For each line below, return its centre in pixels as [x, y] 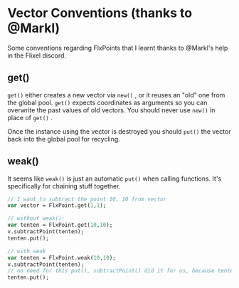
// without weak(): [36, 218]
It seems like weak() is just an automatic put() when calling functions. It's [115, 178]
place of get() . [30, 117]
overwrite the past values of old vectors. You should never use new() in [111, 110]
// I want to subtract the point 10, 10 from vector [87, 199]
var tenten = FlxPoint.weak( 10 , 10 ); [62, 257]
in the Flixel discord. [37, 55]
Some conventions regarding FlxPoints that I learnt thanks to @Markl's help [118, 48]
